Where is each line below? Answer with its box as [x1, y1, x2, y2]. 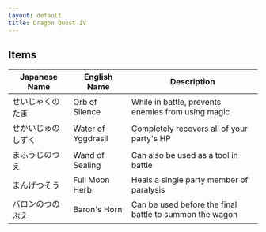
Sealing [73, 159, 101, 170]
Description [169, 77, 215, 88]
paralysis [131, 185, 165, 196]
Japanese [19, 72, 58, 83]
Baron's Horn [73, 204, 123, 215]
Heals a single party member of [131, 174, 249, 185]
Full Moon [73, 174, 110, 185]
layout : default [8, 11, 62, 20]
